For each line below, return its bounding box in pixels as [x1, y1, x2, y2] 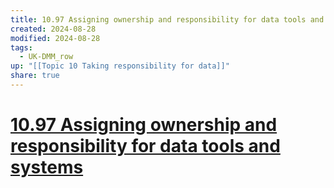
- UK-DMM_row [19, 52, 74, 62]
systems [10, 156, 84, 179]
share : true [10, 71, 60, 81]
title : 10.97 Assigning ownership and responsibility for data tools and [10, 14, 325, 25]
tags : [10, 42, 33, 53]
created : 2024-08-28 [10, 24, 97, 34]
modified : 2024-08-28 [10, 33, 101, 43]
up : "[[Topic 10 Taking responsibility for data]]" [10, 61, 230, 71]
